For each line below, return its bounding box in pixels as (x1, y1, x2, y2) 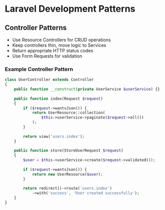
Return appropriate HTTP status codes (12, 48, 94, 53)
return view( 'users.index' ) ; (23, 134, 85, 139)
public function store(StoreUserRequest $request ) (14, 148, 124, 153)
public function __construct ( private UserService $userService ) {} (14, 87, 160, 92)
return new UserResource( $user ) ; (32, 171, 103, 177)
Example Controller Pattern (5, 66, 73, 73)
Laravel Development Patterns (5, 3, 135, 15)
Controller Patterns (5, 23, 67, 32)
